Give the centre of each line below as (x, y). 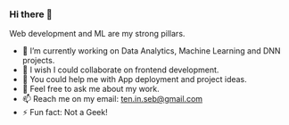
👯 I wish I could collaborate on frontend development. (120, 70)
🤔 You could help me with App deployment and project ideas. (134, 79)
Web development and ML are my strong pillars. (97, 34)
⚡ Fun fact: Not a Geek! (65, 112)
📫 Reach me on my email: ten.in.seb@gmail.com (112, 99)
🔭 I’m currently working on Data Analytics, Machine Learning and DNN (151, 51)
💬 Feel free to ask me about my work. (91, 89)
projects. (38, 61)
